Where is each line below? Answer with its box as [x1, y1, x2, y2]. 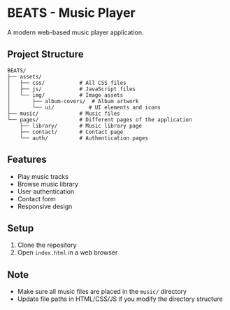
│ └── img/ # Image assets [7, 91, 124, 99]
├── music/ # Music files [7, 110, 120, 117]
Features [7, 154, 47, 166]
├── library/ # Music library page [20, 122, 142, 129]
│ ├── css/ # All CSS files [7, 79, 127, 86]
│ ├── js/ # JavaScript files [7, 86, 136, 93]
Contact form [17, 194, 56, 203]
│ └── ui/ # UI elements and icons [7, 104, 161, 111]
